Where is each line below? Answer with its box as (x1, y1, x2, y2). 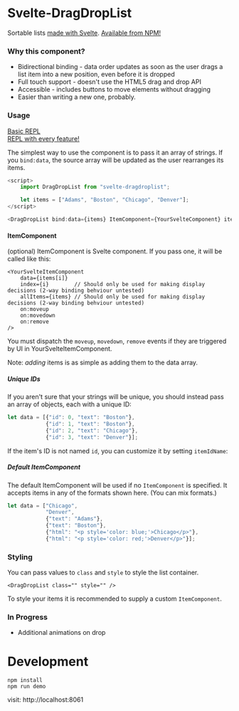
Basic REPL (7, 127, 41, 135)
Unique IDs (7, 374, 41, 383)
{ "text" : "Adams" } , (45, 515, 103, 522)
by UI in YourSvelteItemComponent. (7, 344, 112, 353)
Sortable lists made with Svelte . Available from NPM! (7, 28, 161, 37)
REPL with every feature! (7, 134, 80, 143)
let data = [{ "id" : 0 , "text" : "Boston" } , (7, 414, 135, 421)
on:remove (20, 318, 50, 325)
